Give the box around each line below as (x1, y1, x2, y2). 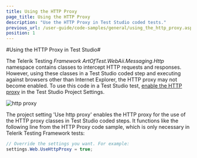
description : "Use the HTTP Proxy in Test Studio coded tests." (6, 19, 167, 25)
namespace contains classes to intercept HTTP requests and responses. (6, 64, 182, 71)
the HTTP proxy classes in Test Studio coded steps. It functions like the (6, 117, 179, 124)
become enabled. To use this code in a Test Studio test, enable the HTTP (6, 82, 182, 89)
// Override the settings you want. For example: (6, 141, 130, 147)
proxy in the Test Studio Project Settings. (6, 89, 105, 96)
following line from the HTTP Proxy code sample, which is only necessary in (6, 124, 190, 131)
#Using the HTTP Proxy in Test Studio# (6, 46, 101, 53)
